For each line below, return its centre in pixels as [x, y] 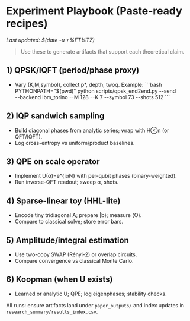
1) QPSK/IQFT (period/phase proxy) [73, 70]
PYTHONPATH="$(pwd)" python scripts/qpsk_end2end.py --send [95, 91]
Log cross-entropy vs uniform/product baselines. [75, 143]
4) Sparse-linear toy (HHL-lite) [63, 201]
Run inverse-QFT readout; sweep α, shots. [67, 182]
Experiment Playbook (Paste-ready [94, 11]
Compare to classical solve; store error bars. [69, 222]
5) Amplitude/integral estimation [67, 240]
